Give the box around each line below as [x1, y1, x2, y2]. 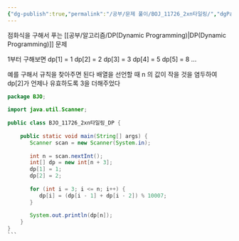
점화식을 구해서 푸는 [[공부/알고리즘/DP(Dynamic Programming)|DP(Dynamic [7, 31, 226, 39]
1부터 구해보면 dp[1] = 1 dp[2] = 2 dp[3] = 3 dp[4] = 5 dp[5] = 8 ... [7, 55, 197, 63]
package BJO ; [7, 93, 46, 100]
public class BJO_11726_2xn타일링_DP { [7, 119, 121, 127]
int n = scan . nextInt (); [29, 152, 103, 160]
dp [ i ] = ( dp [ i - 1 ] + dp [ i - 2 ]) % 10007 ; [38, 192, 167, 199]
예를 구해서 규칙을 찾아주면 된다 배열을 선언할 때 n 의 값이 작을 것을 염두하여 [7, 70, 218, 78]
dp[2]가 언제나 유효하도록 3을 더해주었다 [7, 79, 121, 87]
